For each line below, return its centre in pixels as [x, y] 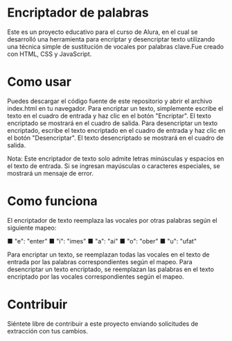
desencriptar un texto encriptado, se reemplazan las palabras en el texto [111, 269]
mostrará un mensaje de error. [50, 173]
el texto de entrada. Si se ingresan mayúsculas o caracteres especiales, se [114, 166]
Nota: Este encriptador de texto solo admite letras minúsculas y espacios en [116, 158]
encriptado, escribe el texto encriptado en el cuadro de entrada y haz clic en [116, 130]
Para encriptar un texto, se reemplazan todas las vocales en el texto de [108, 255]
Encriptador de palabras [78, 13]
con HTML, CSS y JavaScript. [50, 54]
